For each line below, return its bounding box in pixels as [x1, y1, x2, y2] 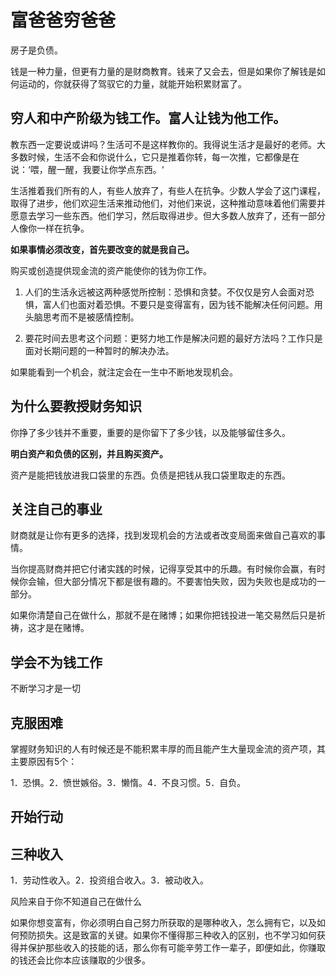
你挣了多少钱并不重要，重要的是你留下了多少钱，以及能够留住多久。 [10, 426, 291, 438]
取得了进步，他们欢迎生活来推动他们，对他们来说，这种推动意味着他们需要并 [10, 197, 326, 209]
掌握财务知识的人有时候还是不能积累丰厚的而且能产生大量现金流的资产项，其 [10, 743, 326, 755]
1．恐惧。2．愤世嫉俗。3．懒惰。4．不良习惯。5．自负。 [10, 777, 247, 788]
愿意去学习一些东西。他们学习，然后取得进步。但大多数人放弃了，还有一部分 [10, 209, 326, 221]
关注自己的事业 [10, 501, 103, 518]
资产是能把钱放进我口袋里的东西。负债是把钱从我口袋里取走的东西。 [10, 469, 291, 481]
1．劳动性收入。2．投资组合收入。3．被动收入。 [10, 874, 209, 886]
